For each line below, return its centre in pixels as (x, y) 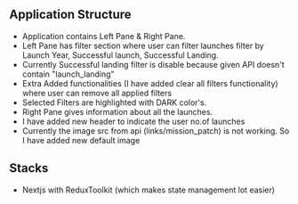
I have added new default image (81, 140)
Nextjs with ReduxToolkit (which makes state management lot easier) (149, 190)
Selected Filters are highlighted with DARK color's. (114, 102)
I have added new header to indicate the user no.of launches (133, 121)
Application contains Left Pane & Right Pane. (104, 36)
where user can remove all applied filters (97, 93)
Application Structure (70, 15)
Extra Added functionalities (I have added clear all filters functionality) (150, 83)
